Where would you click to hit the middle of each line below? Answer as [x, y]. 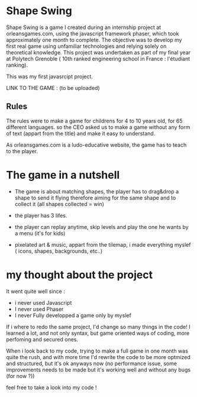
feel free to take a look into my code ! [51, 387]
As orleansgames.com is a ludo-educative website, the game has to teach [96, 145]
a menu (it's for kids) [40, 233]
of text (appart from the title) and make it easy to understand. [81, 133]
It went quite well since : [35, 291]
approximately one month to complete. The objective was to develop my [94, 40]
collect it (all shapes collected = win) [59, 204]
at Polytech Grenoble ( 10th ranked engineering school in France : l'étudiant [98, 59]
